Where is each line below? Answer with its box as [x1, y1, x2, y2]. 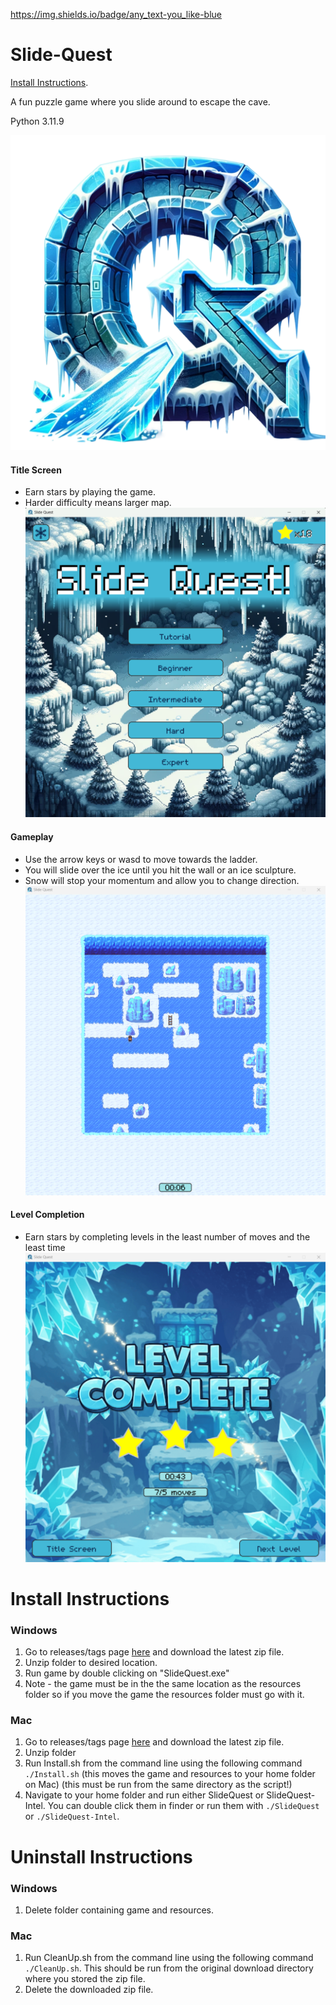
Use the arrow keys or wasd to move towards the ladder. [24, 853, 258, 865]
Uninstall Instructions [10, 1845, 193, 1868]
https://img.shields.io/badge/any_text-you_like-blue [10, 9, 223, 20]
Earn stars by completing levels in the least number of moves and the [24, 1230, 311, 1243]
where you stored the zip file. [24, 1973, 146, 1985]
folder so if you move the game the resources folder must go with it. [24, 1689, 305, 1701]
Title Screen [10, 464, 62, 476]
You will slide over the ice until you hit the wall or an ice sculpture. [24, 864, 297, 876]
